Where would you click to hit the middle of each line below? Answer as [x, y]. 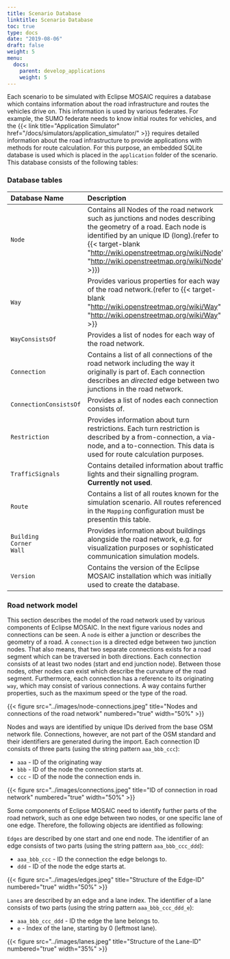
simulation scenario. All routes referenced [154, 502]
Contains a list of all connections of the [150, 354]
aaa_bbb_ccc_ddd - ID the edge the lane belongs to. [88, 921]
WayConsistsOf [34, 339]
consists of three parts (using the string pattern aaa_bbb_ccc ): [93, 748]
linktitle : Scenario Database [50, 20]
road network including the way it [141, 363]
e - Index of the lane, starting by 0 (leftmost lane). [87, 928]
